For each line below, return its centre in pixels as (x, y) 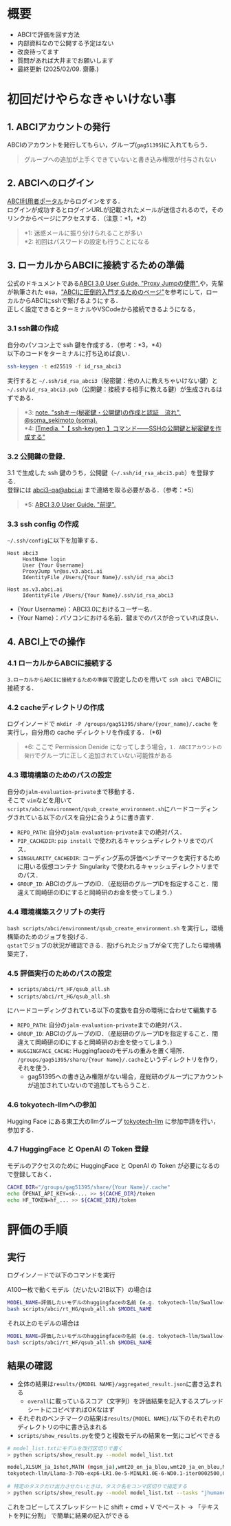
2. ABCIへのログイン (51, 183)
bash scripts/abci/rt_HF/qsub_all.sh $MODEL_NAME (80, 1343)
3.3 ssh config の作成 (43, 524)
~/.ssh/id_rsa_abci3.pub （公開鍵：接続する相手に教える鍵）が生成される (112, 389)
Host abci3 (23, 554)
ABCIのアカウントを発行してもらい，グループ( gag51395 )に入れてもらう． (109, 145)
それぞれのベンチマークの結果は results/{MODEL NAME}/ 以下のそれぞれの (119, 1418)
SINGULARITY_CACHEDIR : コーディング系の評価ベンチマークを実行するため (119, 857)
